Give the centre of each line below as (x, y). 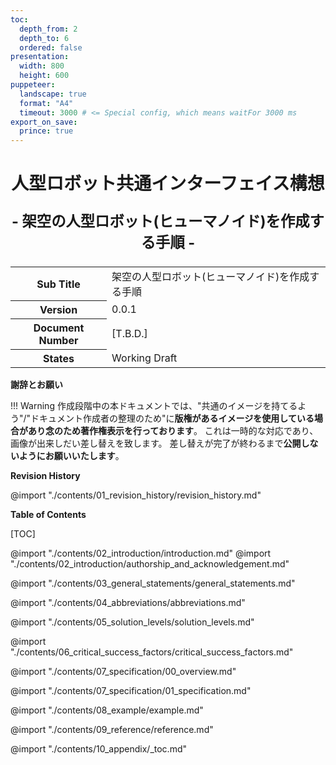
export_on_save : (44, 122)
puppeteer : (33, 85)
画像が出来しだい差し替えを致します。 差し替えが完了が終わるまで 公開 (156, 443)
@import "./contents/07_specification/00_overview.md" (123, 672)
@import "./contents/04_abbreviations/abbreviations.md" (128, 603)
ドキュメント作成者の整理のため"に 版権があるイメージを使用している (172, 418)
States (59, 359)
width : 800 (42, 66)
